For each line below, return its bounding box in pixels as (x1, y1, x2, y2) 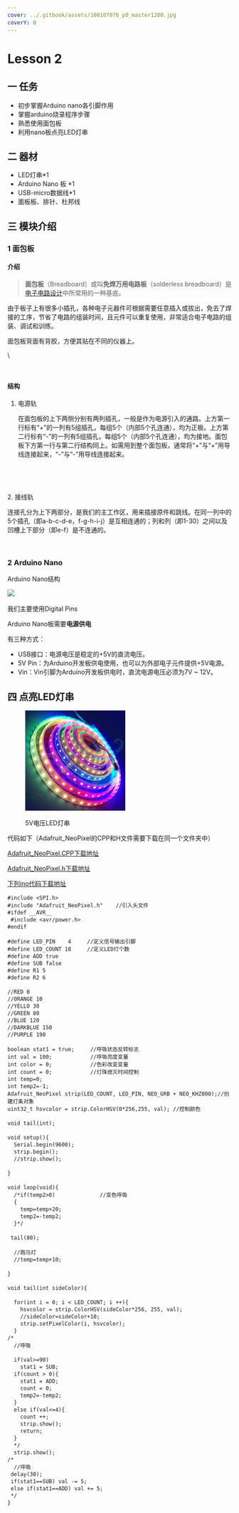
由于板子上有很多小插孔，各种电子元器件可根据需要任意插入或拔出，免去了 (7, 304, 225, 312)
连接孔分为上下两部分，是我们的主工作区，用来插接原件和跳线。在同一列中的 (7, 508, 232, 517)
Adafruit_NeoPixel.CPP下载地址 (7, 849, 100, 858)
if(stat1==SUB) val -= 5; (10, 1478, 87, 1485)
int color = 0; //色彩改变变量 (7, 1061, 129, 1068)
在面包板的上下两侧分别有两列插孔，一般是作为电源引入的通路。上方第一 (17, 414, 230, 423)
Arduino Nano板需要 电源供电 (7, 620, 92, 629)
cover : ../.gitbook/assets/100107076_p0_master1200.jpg (7, 11, 176, 19)
